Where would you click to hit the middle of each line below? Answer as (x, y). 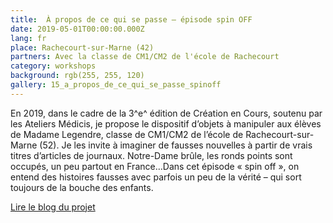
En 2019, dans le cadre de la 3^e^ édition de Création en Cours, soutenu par (166, 113)
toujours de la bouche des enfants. (82, 187)
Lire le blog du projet (53, 207)
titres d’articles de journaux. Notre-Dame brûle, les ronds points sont (151, 155)
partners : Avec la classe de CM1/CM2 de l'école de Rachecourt (145, 57)
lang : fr (28, 38)
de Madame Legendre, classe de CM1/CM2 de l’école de (127, 134)
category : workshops (53, 66)
